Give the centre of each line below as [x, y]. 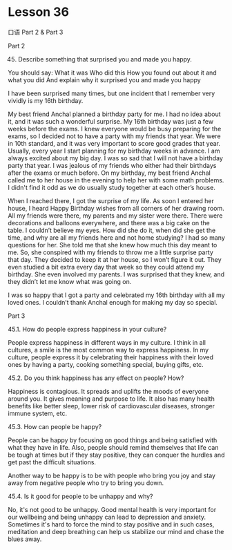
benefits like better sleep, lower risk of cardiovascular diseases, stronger [111, 406]
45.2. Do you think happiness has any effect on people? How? [96, 378]
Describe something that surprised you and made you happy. [105, 59]
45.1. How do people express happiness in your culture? [87, 329]
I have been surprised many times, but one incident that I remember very [112, 93]
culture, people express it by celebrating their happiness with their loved [110, 357]
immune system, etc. [38, 413]
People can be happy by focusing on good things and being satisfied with [113, 440]
